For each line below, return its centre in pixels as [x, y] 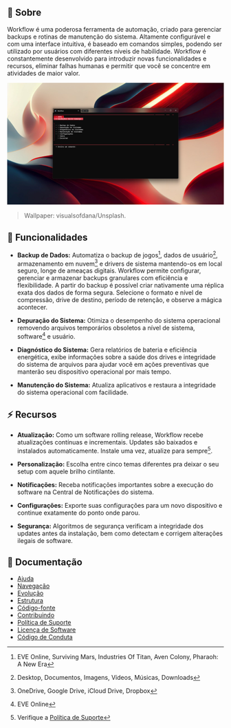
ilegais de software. [45, 540]
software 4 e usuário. [46, 336]
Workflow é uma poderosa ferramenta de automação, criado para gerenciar [114, 29]
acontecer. [32, 308]
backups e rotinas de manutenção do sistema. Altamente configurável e [109, 36]
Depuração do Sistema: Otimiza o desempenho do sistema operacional [119, 321]
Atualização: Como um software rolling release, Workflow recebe [110, 435]
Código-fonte [36, 608]
